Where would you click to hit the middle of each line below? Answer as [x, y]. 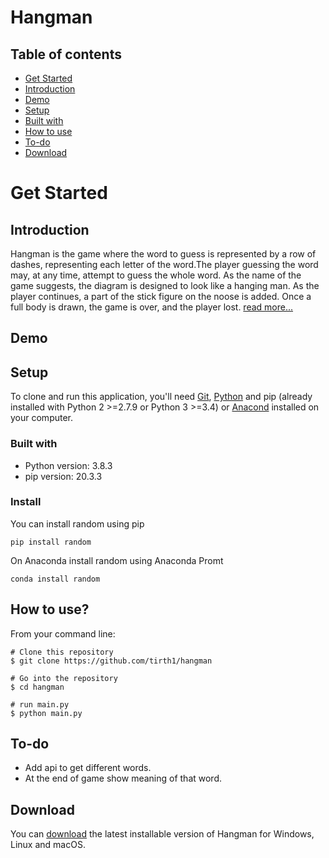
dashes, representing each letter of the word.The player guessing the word [164, 264]
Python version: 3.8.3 [68, 465]
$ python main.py [46, 713]
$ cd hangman [37, 687]
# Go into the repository [64, 678]
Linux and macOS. [48, 845]
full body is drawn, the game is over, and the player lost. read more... [152, 307]
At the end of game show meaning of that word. [123, 778]
